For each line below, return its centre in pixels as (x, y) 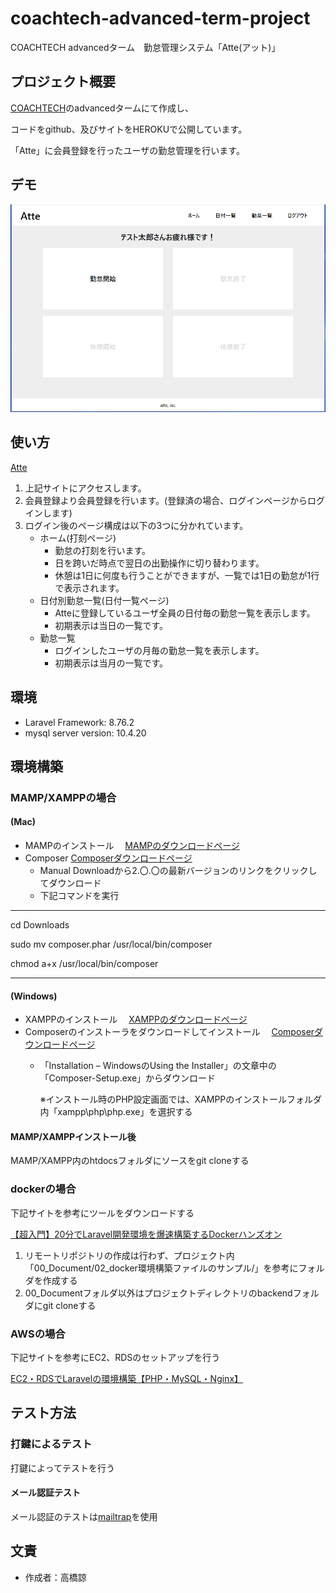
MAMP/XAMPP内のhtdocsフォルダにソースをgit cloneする (130, 1161)
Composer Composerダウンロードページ (108, 858)
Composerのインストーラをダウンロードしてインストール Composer (169, 1032)
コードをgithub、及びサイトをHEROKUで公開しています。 (129, 129)
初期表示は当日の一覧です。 (111, 625)
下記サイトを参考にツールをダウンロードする (102, 1213)
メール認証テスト (45, 1493)
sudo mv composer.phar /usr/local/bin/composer (111, 944)
